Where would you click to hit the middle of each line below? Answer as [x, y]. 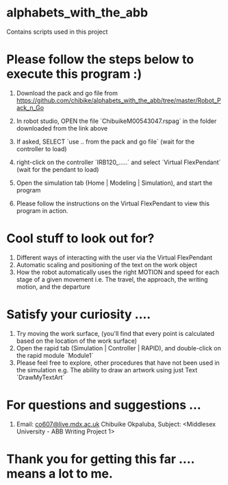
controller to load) [41, 148]
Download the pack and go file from [67, 93]
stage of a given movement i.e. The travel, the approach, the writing [112, 279]
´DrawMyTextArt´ [40, 377]
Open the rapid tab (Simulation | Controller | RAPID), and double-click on [119, 348]
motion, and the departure [53, 286]
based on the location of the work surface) [77, 341]
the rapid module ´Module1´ [55, 355]
